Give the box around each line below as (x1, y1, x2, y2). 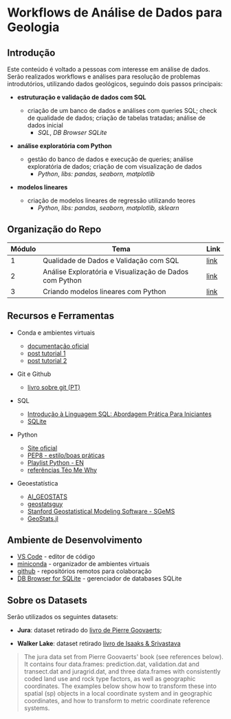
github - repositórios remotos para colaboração (16, 567, 152, 576)
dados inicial (27, 121, 64, 129)
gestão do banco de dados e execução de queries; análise (27, 155, 194, 163)
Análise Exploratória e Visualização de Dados (42, 267, 189, 276)
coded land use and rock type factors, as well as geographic (23, 675, 196, 683)
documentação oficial (27, 342, 89, 350)
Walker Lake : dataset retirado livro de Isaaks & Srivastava (16, 639, 181, 648)
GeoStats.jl (27, 514, 58, 523)
